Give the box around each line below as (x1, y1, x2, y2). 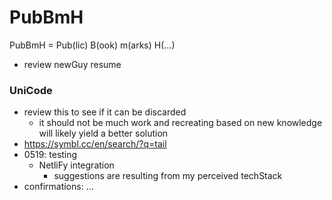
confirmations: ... (23, 181, 94, 193)
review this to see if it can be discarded (23, 106, 187, 118)
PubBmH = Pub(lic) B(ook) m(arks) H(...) (9, 39, 176, 51)
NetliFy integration (38, 159, 115, 171)
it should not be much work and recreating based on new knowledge (38, 117, 323, 129)
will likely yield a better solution (38, 127, 169, 140)
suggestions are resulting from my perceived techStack (53, 170, 283, 182)
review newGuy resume (23, 58, 122, 70)
